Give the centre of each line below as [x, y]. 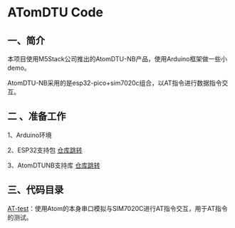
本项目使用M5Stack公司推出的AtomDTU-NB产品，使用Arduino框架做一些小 [117, 59]
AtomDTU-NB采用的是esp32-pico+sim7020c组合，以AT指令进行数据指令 [115, 83]
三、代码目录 [36, 190]
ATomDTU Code [56, 12]
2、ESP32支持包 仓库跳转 [45, 150]
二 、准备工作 [37, 116]
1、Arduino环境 [30, 135]
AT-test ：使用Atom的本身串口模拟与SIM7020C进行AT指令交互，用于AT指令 [117, 208]
